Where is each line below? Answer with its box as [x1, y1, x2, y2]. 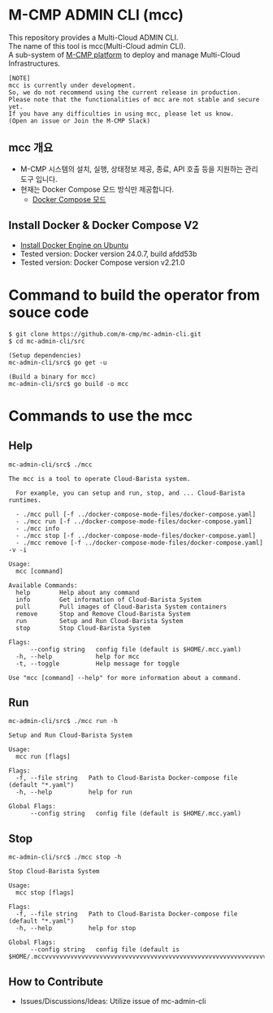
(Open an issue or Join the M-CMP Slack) [8, 116, 151, 125]
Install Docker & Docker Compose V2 [8, 219, 199, 232]
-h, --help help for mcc [15, 652, 140, 660]
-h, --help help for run [15, 788, 132, 797]
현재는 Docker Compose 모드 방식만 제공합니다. [19, 184, 175, 194]
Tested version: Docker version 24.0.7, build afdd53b [19, 249, 197, 258]
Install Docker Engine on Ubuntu [19, 240, 128, 249]
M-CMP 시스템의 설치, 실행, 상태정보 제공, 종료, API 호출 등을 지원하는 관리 [19, 164, 258, 174]
